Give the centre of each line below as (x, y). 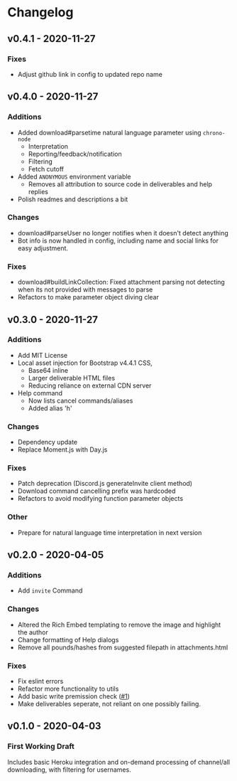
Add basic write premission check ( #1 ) (73, 696)
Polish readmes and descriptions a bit (73, 199)
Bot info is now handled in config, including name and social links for (118, 240)
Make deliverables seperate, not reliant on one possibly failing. (109, 704)
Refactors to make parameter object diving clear (88, 297)
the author (33, 632)
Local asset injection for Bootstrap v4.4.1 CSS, (85, 363)
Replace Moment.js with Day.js (62, 450)
